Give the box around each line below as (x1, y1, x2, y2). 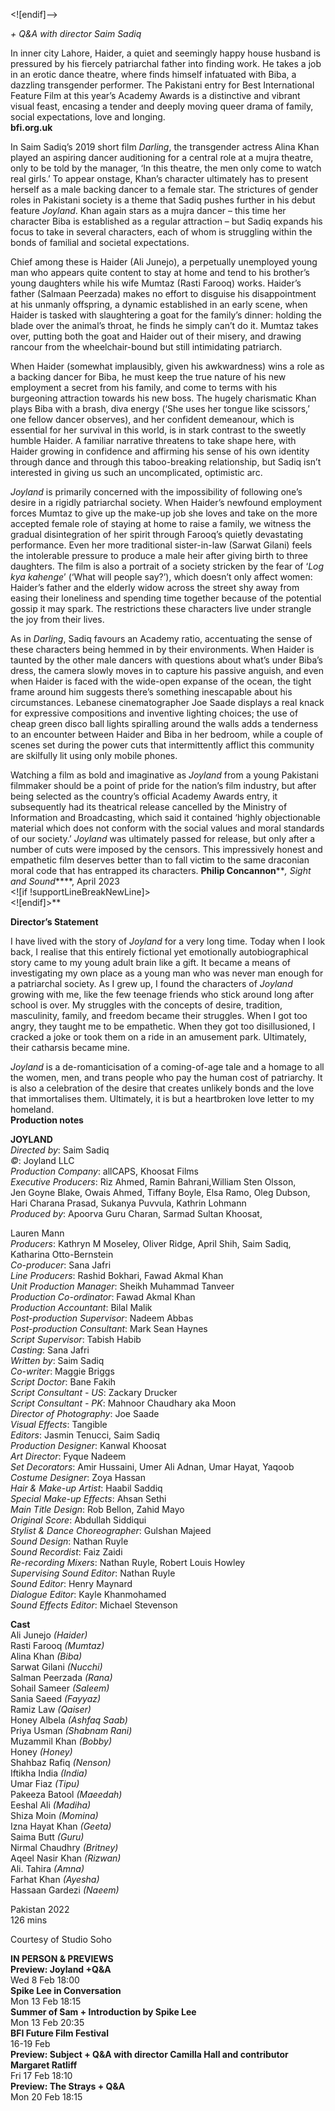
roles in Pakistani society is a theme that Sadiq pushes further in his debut (10, 194, 316, 206)
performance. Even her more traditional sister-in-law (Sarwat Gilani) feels (10, 539, 313, 551)
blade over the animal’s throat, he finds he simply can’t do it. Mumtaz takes (10, 320, 319, 331)
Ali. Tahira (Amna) (10, 1863, 85, 1874)
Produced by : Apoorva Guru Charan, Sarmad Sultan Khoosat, (10, 1208, 263, 1219)
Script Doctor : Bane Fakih (10, 1376, 117, 1388)
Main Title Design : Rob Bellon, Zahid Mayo (10, 1504, 185, 1515)
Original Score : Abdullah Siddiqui (10, 1514, 147, 1526)
